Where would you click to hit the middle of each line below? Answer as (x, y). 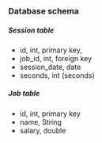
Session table (31, 30)
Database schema (43, 11)
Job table (24, 94)
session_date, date (50, 67)
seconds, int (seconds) (57, 75)
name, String (40, 122)
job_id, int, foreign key (56, 58)
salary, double (43, 130)
